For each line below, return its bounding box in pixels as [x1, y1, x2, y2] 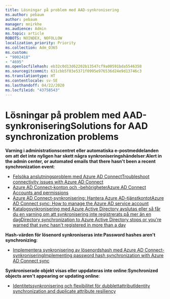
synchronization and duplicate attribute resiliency [12, 288, 116, 294]
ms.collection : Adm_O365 [5, 45, 58, 50]
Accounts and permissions [12, 190, 69, 196]
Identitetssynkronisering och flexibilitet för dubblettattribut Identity [12, 283, 151, 289]
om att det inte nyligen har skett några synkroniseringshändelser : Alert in [5, 153, 162, 159]
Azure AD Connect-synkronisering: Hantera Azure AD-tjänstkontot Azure [12, 195, 164, 201]
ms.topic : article [5, 31, 44, 36]
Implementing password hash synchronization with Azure [44, 252, 164, 258]
